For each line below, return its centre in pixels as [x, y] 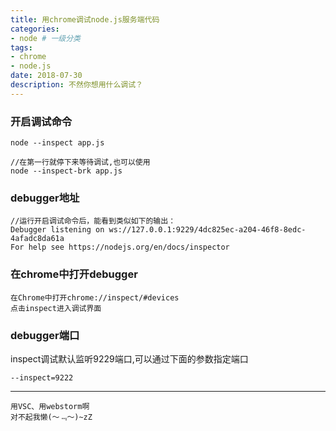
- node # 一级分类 [46, 38]
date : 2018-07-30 [46, 76]
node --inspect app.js [57, 143]
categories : [35, 29]
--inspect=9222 [42, 377]
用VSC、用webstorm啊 [50, 406]
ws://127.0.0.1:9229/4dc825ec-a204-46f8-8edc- [207, 230]
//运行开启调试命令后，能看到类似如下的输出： [93, 221]
